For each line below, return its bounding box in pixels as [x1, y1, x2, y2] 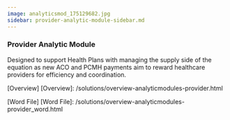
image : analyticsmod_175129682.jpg [7, 10, 111, 17]
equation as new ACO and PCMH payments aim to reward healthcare [7, 63, 206, 71]
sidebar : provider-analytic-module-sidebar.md [7, 17, 145, 24]
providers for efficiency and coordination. [7, 70, 127, 79]
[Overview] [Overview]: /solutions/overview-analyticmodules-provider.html [7, 84, 223, 92]
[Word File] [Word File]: [7, 97, 75, 105]
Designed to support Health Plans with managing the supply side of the [7, 55, 213, 63]
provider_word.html [7, 105, 63, 113]
